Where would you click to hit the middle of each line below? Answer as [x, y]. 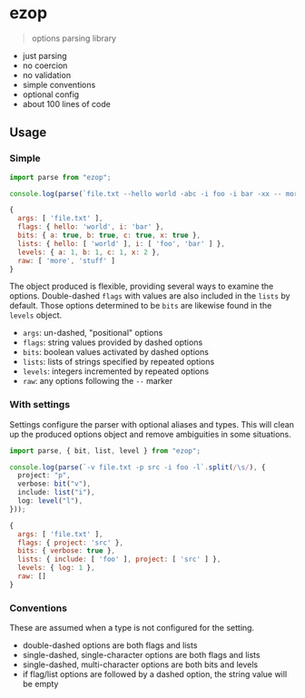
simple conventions [59, 84]
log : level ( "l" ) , [50, 501]
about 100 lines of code [66, 103]
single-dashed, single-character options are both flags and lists [141, 655]
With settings [40, 405]
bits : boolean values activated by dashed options [115, 352]
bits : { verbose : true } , [67, 551]
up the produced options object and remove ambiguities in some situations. [151, 434]
